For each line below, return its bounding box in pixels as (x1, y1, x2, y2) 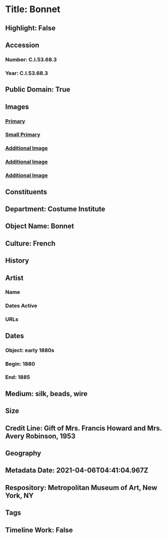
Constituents (5, 187, 47, 196)
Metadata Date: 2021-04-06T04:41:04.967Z (5, 466, 149, 475)
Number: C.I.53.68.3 (5, 56, 57, 63)
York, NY (5, 491, 34, 500)
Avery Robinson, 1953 (5, 432, 76, 440)
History (5, 257, 29, 265)
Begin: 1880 (5, 360, 35, 367)
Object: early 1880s (5, 347, 54, 354)
